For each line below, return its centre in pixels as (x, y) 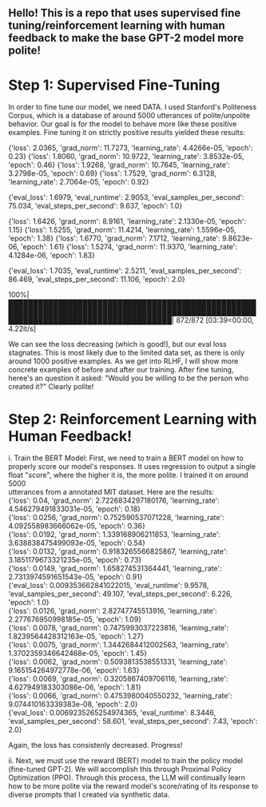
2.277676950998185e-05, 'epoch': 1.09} (75, 619)
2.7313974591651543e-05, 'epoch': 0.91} (75, 577)
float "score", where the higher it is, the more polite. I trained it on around (129, 475)
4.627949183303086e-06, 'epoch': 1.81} (75, 687)
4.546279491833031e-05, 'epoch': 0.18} (75, 509)
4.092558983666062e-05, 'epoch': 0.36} (77, 526)
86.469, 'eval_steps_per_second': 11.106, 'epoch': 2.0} (97, 280)
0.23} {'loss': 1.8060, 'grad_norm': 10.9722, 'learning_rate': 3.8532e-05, (126, 157)
